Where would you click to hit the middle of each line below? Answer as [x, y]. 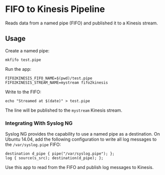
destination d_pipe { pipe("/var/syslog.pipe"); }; [60, 154]
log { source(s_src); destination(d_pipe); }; [54, 158]
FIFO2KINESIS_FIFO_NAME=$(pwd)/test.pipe [49, 78]
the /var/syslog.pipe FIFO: [33, 145]
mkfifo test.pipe [23, 60]
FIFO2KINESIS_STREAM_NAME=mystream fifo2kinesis [57, 83]
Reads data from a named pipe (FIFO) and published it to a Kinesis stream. [82, 23]
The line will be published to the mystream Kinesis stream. [64, 110]
